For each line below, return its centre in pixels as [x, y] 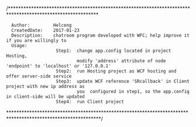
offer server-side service [39, 76]
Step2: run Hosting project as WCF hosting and [116, 71]
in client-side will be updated [45, 97]
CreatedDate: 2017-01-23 [46, 30]
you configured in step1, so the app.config [133, 91]
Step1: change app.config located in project [114, 51]
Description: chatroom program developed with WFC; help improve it [101, 36]
